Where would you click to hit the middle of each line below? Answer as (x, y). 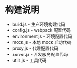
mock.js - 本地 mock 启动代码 (42, 42)
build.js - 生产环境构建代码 (39, 24)
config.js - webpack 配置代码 (41, 30)
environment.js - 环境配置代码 (42, 36)
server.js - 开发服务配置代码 (40, 54)
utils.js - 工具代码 (29, 60)
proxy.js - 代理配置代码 (35, 48)
